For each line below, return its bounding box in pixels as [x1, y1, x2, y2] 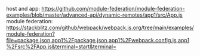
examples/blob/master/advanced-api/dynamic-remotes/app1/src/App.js [6, 11, 183, 18]
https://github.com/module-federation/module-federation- [41, 5, 185, 12]
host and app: [6, 5, 41, 12]
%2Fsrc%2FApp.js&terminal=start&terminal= [6, 43, 116, 50]
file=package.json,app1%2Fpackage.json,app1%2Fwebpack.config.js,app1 [6, 37, 190, 43]
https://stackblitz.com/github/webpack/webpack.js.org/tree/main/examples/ [6, 24, 194, 31]
